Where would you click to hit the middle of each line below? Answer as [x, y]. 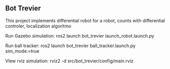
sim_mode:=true [22, 51]
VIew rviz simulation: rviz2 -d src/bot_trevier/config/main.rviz [69, 61]
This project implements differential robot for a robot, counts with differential [85, 20]
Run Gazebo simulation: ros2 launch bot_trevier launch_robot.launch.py [80, 36]
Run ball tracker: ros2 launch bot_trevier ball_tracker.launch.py [71, 46]
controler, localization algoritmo [38, 26]
